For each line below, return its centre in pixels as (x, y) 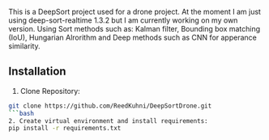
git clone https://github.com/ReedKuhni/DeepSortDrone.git (110, 106)
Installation (37, 72)
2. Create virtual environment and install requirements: (108, 121)
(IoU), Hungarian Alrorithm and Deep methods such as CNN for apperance (132, 37)
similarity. (24, 46)
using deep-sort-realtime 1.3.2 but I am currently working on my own (123, 20)
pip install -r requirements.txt (65, 129)
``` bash (21, 113)
